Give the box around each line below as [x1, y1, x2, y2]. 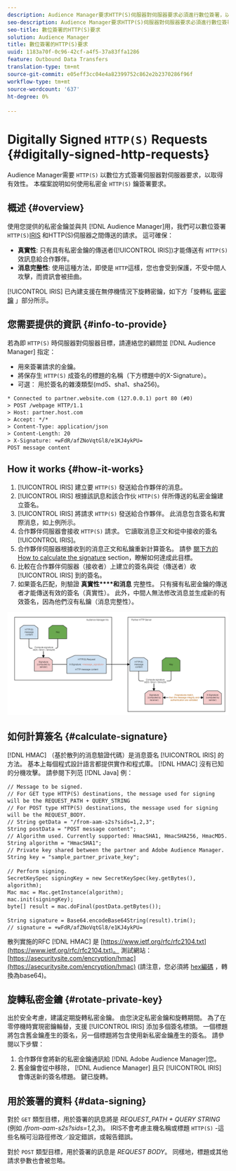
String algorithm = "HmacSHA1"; [7, 840, 102, 847]
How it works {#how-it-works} [7, 463, 144, 475]
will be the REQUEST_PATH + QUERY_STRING [7, 797, 131, 804]
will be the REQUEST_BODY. [7, 811, 86, 818]
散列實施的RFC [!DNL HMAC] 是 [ [7, 937, 103, 946]
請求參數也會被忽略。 [7, 1156, 69, 1165]
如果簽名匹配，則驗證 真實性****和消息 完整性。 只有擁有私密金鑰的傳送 [17, 579, 228, 588]
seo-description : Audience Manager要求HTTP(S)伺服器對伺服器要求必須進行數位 [7, 18, 223, 26]
